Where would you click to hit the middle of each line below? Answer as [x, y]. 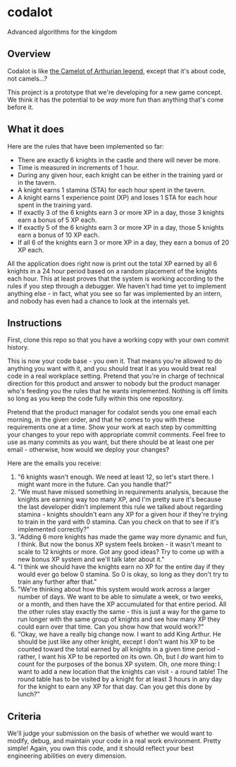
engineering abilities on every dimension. [67, 756]
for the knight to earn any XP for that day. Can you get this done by [115, 687]
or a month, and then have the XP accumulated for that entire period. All [122, 604]
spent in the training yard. [55, 204]
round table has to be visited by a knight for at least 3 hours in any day [120, 679]
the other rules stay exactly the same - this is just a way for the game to [122, 612]
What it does [36, 129]
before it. [20, 107]
